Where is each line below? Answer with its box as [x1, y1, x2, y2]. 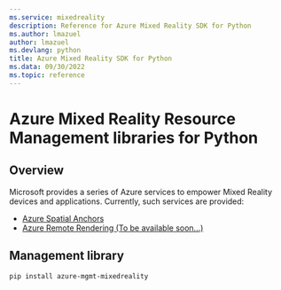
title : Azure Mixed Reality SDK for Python [9, 54, 173, 63]
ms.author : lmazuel [9, 29, 82, 38]
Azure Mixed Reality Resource [9, 108, 237, 129]
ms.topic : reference [9, 71, 86, 80]
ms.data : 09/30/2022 [9, 63, 86, 72]
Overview [9, 163, 65, 178]
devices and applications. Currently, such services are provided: [9, 196, 245, 207]
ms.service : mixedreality [9, 12, 105, 22]
